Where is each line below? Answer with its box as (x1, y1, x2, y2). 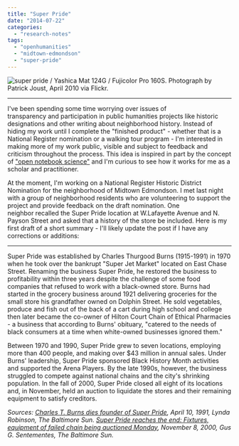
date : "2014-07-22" (7, 17, 65, 24)
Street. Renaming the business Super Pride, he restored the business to (7, 267, 217, 275)
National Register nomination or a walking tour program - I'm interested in (7, 134, 223, 143)
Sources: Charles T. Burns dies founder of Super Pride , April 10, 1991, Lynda (7, 408, 230, 416)
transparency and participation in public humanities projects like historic (7, 112, 218, 120)
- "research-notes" (14, 30, 72, 38)
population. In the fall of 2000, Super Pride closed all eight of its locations (7, 378, 223, 388)
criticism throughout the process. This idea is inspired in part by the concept (7, 149, 231, 158)
